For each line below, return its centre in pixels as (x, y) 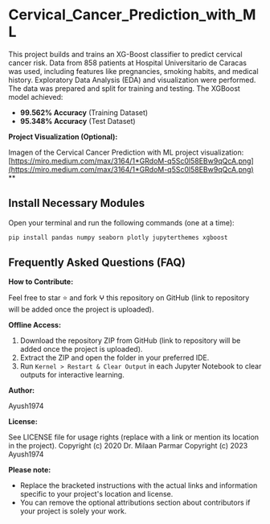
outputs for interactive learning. (72, 375)
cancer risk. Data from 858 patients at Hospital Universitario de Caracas (128, 63)
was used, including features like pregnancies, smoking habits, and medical (133, 71)
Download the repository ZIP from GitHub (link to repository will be (130, 340)
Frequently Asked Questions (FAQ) (97, 263)
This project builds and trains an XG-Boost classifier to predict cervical (125, 54)
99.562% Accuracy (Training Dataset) (84, 112)
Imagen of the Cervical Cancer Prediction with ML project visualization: (126, 152)
